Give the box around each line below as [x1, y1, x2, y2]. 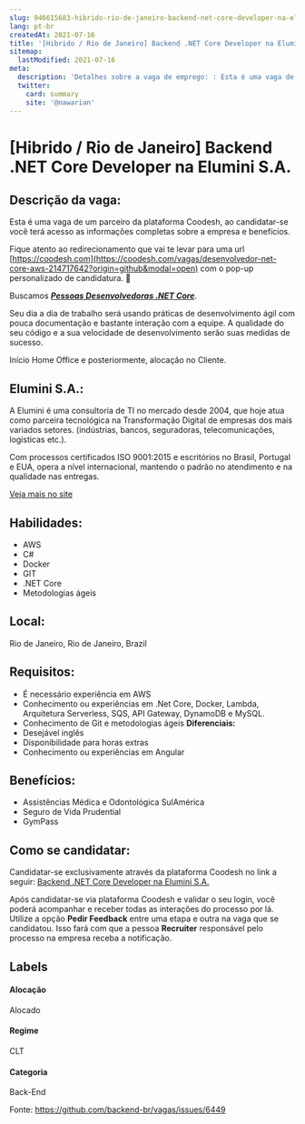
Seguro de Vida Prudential [22, 807, 121, 818]
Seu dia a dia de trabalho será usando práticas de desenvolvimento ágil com [9, 308, 295, 319]
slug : [9, 13, 30, 23]
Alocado [9, 1004, 41, 1015]
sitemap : [9, 47, 43, 56]
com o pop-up [200, 263, 254, 274]
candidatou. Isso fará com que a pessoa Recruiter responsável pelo [9, 923, 263, 934]
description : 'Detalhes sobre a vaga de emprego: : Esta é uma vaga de [17, 73, 295, 82]
